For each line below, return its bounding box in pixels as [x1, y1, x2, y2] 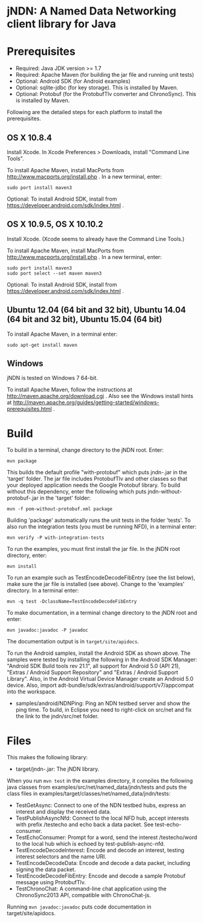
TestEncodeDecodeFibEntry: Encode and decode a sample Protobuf [15, 872, 186, 880]
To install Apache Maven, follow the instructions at [7, 386, 132, 393]
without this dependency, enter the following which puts [7, 488, 147, 495]
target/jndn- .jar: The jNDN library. [15, 765, 100, 773]
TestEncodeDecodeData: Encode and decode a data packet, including [15, 860, 191, 867]
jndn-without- [147, 488, 182, 495]
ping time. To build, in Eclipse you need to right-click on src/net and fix [15, 706, 192, 713]
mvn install [7, 564, 37, 570]
